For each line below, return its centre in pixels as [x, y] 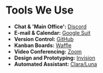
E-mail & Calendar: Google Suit [52, 32]
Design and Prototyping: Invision [54, 58]
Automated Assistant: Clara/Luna [56, 64]
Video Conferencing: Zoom [48, 51]
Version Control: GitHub [44, 39]
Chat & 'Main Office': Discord [50, 26]
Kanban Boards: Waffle [43, 45]
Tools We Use [40, 10]
